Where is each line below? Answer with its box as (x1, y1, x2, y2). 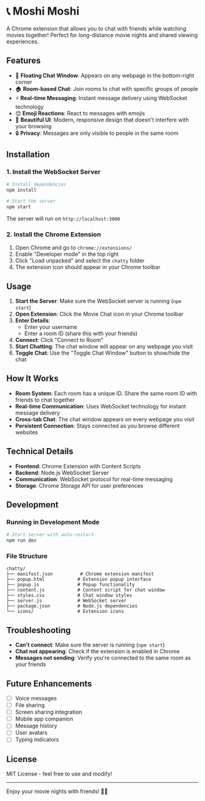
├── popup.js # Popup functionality (6, 582, 135, 588)
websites (15, 429, 38, 436)
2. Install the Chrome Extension (6, 230, 101, 239)
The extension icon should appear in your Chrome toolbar (15, 264, 160, 271)
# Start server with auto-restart (6, 532, 95, 538)
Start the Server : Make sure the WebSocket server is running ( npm (15, 297, 182, 305)
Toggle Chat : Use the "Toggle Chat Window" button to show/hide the (15, 349, 190, 357)
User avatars (15, 729, 48, 736)
